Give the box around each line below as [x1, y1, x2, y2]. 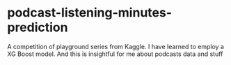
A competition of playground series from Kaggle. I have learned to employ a [7, 42, 225, 50]
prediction [7, 19, 68, 35]
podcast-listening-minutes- [7, 5, 173, 21]
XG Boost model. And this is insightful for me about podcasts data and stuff [7, 50, 223, 58]
